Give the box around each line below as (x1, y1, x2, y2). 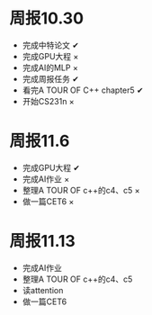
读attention (22, 284, 64, 295)
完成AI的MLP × (22, 62, 78, 73)
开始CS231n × (22, 95, 75, 106)
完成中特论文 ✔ (22, 40, 79, 50)
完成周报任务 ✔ (22, 73, 79, 84)
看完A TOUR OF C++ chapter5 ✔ (22, 85, 144, 95)
